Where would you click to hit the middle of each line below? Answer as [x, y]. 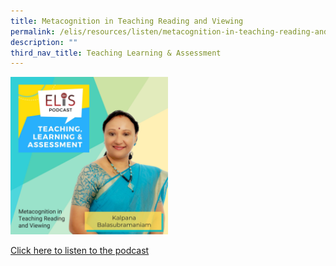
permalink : [33, 31]
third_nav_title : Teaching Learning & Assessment [116, 53]
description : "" [44, 42]
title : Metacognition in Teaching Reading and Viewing [127, 21]
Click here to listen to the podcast [80, 251]
